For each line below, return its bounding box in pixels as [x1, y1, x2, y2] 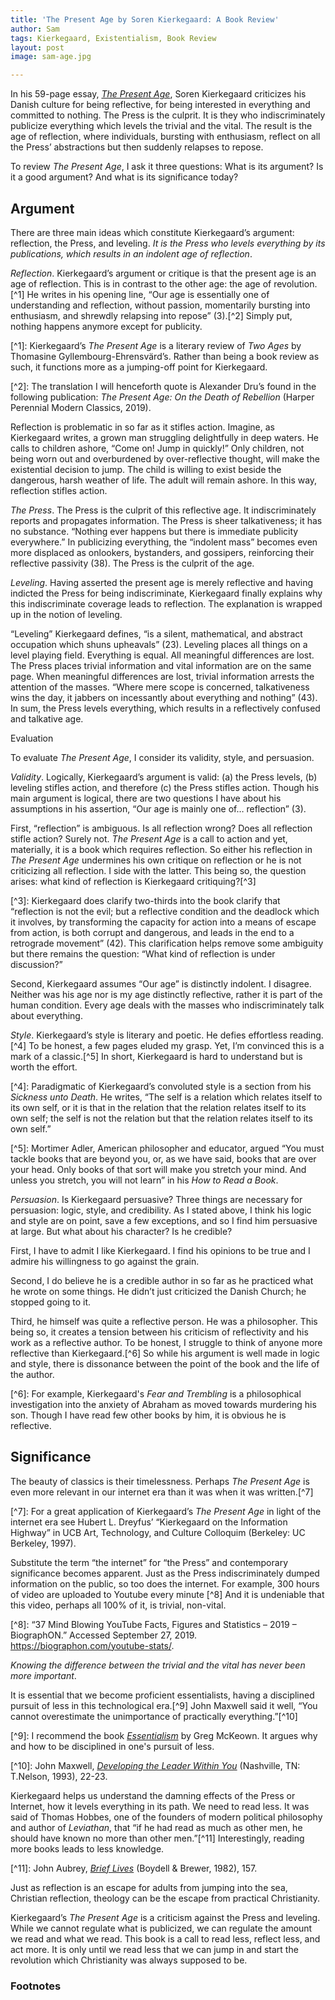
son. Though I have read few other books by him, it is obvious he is [10, 1409, 287, 1421]
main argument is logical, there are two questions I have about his [10, 792, 282, 804]
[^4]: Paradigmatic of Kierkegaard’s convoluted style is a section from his [10, 1080, 312, 1092]
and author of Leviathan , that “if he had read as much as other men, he [10, 1821, 303, 1833]
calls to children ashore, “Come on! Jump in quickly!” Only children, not [10, 442, 305, 454]
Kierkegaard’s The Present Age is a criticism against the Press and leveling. [10, 1911, 321, 1923]
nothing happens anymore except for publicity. [10, 320, 203, 332]
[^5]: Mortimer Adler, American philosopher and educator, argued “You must [10, 1142, 325, 1154]
